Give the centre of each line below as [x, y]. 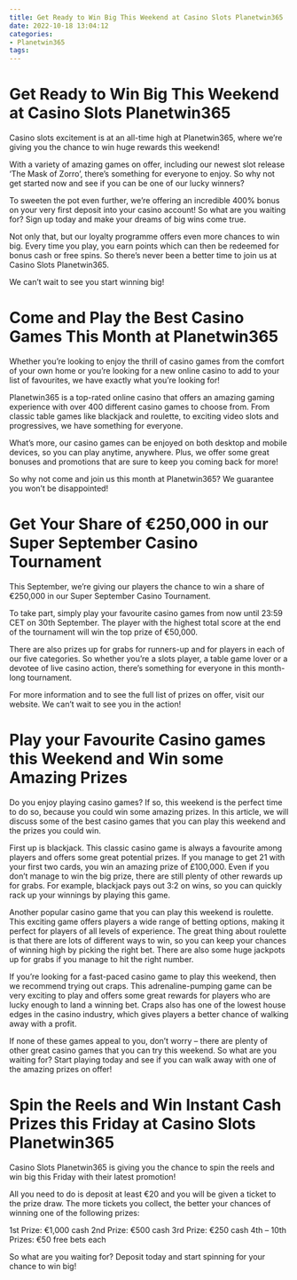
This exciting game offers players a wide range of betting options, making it [147, 921]
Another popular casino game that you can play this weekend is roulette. [141, 912]
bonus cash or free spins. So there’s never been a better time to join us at [143, 256]
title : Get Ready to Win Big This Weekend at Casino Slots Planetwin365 [146, 17]
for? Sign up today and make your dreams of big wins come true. [128, 219]
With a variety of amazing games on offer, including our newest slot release [147, 164]
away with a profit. [43, 1023]
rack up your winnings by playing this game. [90, 895]
